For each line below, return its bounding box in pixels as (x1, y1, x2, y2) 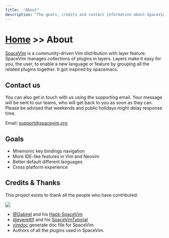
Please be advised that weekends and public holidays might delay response (5, 105, 162, 111)
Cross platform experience (12, 164, 68, 170)
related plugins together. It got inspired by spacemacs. (5, 66, 118, 72)
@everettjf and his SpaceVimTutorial (12, 216, 88, 222)
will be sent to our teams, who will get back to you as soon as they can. (5, 100, 153, 106)
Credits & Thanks (5, 179, 60, 187)
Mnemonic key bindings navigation (12, 148, 85, 154)
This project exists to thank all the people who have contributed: (5, 192, 138, 198)
